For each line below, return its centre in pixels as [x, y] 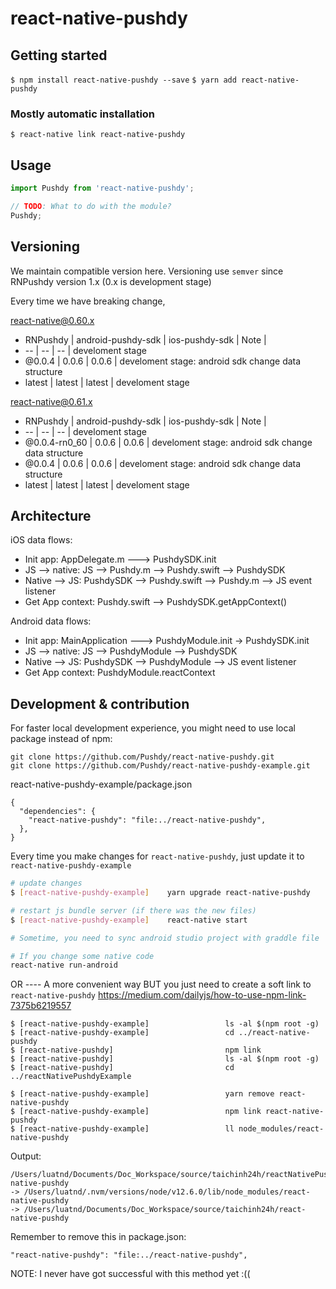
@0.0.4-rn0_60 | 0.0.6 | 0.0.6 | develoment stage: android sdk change [168, 442]
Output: [26, 1156]
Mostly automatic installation [83, 114]
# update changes [46, 883]
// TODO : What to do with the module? [91, 206]
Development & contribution [100, 703]
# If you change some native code [82, 956]
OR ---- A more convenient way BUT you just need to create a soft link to [161, 984]
